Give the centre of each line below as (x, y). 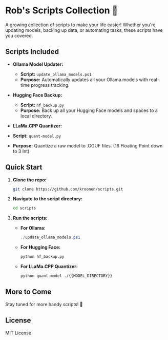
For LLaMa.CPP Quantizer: (49, 267)
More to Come (28, 292)
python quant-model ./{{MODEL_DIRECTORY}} (66, 276)
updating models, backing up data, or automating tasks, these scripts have (84, 30)
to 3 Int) (21, 151)
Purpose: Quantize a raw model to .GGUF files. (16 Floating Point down (88, 145)
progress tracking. (50, 85)
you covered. (19, 35)
